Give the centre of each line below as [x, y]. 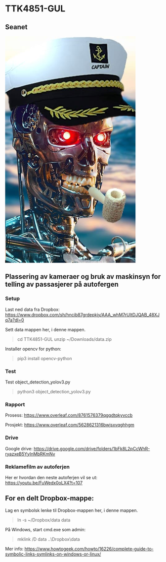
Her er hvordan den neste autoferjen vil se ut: [51, 477]
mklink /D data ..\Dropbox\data [48, 539]
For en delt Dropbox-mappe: [49, 498]
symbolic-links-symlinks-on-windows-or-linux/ [53, 554]
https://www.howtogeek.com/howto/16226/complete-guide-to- [89, 549]
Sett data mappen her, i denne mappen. [45, 329]
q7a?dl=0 [15, 320]
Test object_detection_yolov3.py [38, 382]
